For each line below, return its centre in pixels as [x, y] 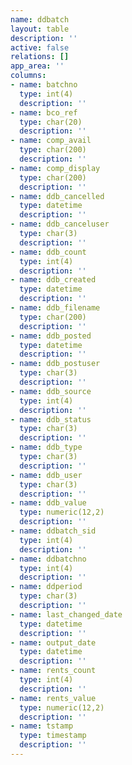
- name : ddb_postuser [55, 364]
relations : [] [40, 57]
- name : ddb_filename [55, 308]
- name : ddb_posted [51, 336]
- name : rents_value [53, 698]
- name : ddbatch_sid [53, 531]
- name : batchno [44, 85]
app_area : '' [37, 66]
